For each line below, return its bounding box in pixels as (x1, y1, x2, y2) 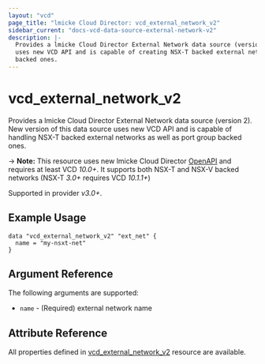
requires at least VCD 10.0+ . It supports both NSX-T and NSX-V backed (8, 164, 239, 174)
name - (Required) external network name (19, 303, 152, 313)
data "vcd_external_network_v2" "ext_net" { (8, 232, 157, 240)
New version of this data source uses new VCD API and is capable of (8, 124, 233, 133)
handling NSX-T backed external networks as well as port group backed (8, 132, 242, 142)
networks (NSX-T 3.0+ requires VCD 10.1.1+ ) (8, 173, 151, 182)
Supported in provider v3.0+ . (8, 188, 103, 197)
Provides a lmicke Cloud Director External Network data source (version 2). (8, 115, 252, 125)
